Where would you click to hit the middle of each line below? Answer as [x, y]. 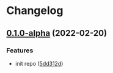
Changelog [35, 11]
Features [20, 50]
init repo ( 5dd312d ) [39, 63]
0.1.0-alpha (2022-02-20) [57, 33]
